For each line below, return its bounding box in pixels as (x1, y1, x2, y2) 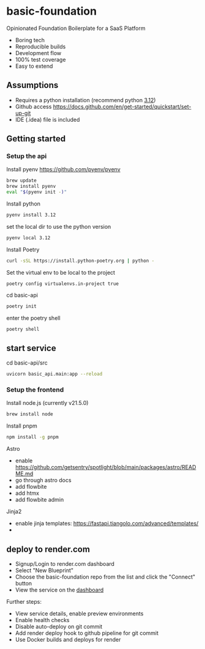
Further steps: (6, 598, 42, 605)
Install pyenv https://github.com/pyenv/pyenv (6, 166, 121, 173)
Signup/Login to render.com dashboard (15, 560, 115, 567)
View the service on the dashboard (15, 586, 104, 593)
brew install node (6, 411, 53, 417)
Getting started (6, 133, 66, 144)
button (15, 579, 32, 587)
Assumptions (6, 80, 59, 91)
